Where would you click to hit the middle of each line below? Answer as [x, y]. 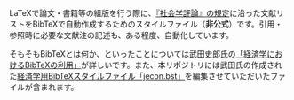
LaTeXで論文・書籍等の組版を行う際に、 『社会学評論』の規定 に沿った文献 [143, 13]
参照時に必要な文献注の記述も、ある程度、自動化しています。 [121, 35]
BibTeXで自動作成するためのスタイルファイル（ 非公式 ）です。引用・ [157, 24]
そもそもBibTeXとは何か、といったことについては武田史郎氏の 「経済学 [139, 54]
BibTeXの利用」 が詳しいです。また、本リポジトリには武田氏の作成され [153, 65]
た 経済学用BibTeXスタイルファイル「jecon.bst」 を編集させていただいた [140, 76]
